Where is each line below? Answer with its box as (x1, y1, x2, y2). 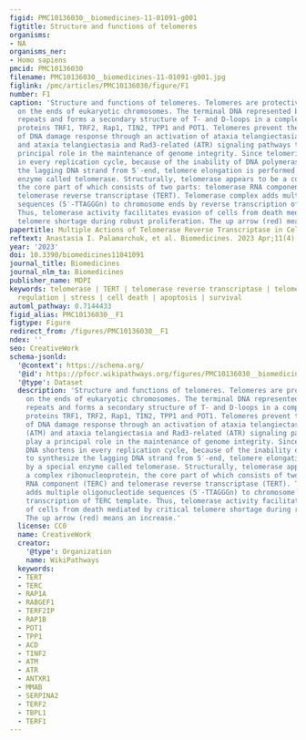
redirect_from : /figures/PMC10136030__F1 (9, 327, 169, 336)
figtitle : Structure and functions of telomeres (9, 22, 198, 31)
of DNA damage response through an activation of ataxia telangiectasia (17, 132, 300, 141)
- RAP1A (17, 590, 47, 599)
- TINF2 (17, 649, 47, 658)
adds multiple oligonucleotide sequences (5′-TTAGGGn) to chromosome (25, 488, 296, 497)
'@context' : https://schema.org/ (17, 361, 145, 370)
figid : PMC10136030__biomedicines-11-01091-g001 (9, 13, 198, 23)
